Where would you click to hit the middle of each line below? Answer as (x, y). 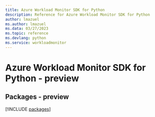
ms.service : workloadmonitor (36, 43)
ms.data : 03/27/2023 (27, 29)
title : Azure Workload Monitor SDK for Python (55, 10)
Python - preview (42, 78)
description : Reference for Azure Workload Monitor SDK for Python (78, 15)
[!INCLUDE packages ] (28, 109)
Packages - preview (37, 97)
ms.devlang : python (26, 38)
